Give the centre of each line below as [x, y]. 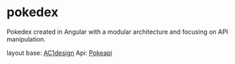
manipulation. [26, 39]
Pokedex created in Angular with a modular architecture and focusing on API [118, 32]
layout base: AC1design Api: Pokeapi [59, 53]
